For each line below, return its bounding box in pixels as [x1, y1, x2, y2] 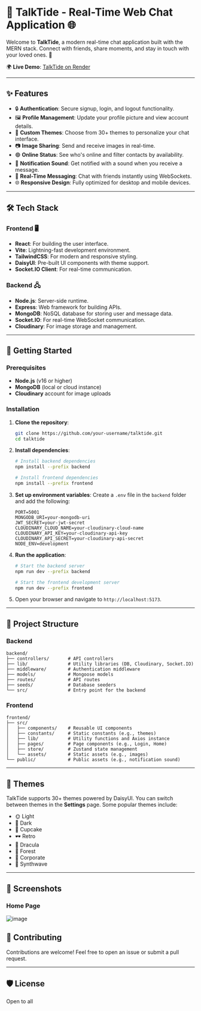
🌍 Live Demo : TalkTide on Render [6, 63, 91, 70]
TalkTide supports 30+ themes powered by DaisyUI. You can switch [6, 795, 173, 802]
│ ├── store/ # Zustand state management [6, 746, 138, 753]
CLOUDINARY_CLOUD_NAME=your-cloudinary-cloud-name [14, 525, 144, 531]
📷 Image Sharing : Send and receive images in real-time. [14, 142, 156, 149]
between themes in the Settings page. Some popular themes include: [6, 801, 178, 809]
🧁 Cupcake [14, 826, 42, 833]
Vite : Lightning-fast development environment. [14, 246, 131, 254]
